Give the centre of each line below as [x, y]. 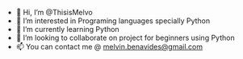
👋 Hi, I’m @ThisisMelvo [54, 12]
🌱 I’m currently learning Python [67, 29]
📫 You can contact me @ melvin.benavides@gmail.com [109, 47]
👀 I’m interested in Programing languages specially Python [113, 21]
